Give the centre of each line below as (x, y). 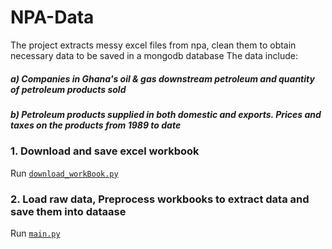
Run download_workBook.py (64, 173)
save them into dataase (68, 211)
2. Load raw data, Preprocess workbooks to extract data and (160, 199)
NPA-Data (52, 17)
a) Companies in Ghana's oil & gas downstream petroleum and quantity (162, 78)
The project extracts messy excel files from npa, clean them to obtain (153, 45)
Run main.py (35, 233)
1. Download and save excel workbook (105, 151)
